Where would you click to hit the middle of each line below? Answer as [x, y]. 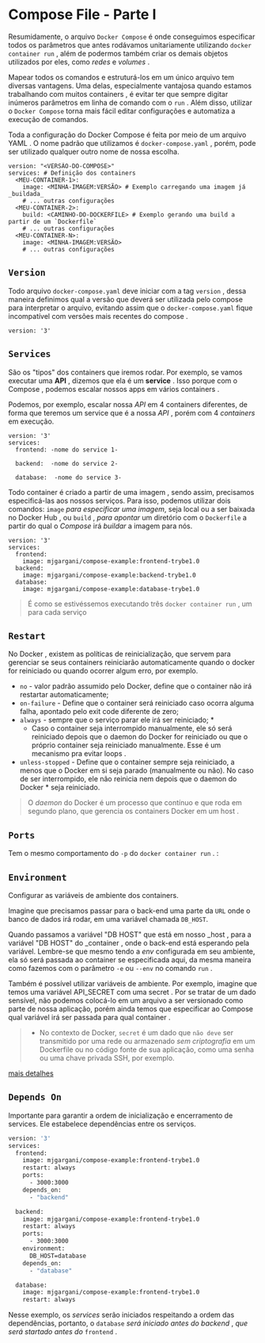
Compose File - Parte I [82, 15]
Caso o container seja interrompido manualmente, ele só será [132, 728]
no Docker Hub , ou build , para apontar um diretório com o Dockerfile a [128, 517]
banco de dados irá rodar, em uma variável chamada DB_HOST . [108, 919]
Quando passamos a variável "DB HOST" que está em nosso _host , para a [130, 934]
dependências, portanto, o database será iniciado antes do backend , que [128, 1323]
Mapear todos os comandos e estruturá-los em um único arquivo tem [121, 77]
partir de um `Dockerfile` [53, 221]
